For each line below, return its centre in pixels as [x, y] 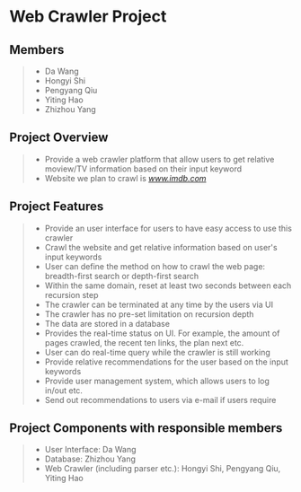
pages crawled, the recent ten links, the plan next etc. [144, 342]
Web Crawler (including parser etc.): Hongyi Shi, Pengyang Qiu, [163, 469]
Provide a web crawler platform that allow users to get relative [159, 159]
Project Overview [59, 138]
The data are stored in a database [107, 323]
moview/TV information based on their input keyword [143, 169]
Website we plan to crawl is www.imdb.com [125, 178]
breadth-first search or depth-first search [122, 276]
